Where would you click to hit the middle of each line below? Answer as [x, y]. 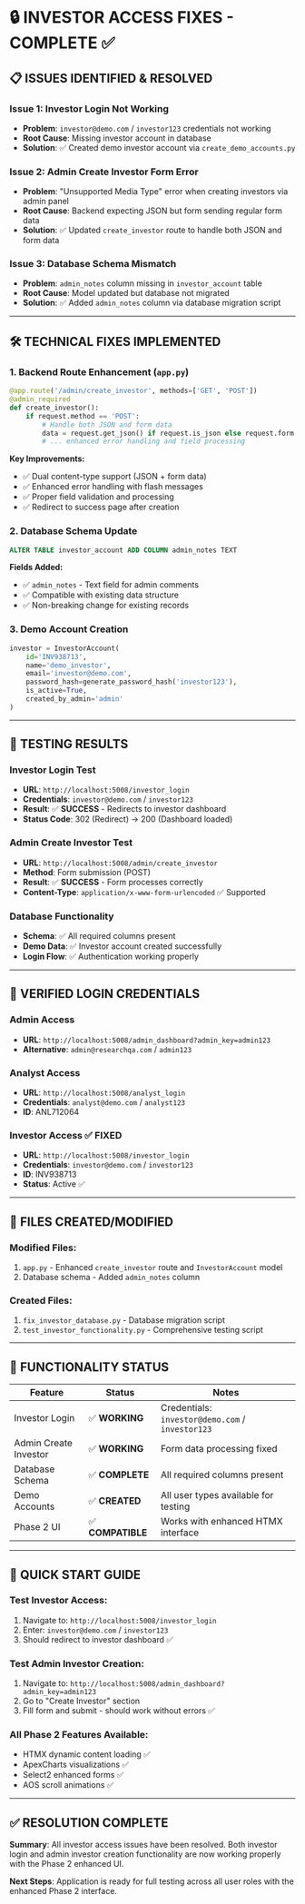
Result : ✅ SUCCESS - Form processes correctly [113, 882]
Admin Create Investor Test [71, 843]
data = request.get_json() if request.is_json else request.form [168, 433]
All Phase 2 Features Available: [79, 1735]
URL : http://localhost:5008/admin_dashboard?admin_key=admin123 [147, 1040]
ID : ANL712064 [51, 1112]
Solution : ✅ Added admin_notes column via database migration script [152, 303]
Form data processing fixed [219, 1449]
